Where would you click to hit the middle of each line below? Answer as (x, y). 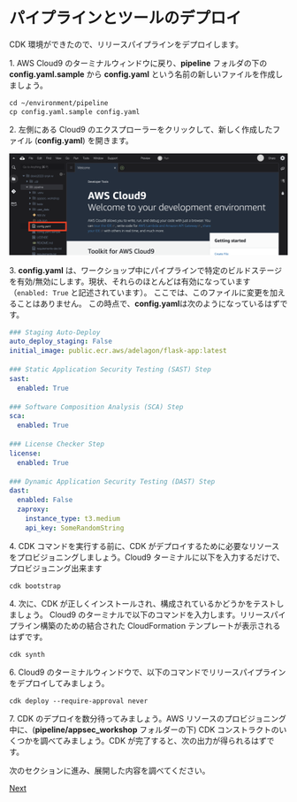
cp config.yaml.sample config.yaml (75, 111)
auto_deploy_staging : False (61, 341)
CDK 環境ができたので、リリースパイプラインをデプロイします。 (126, 44)
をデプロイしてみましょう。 (59, 683)
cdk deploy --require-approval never (79, 701)
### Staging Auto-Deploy (55, 332)
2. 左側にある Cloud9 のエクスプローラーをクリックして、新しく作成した (141, 129)
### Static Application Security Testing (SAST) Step (110, 370)
